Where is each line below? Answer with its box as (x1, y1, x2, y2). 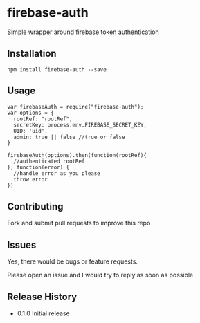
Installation (7, 48, 57, 59)
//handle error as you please (13, 169, 100, 177)
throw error (13, 176, 48, 183)
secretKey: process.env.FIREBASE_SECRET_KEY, (13, 121, 147, 129)
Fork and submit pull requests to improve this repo (7, 219, 151, 228)
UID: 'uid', (13, 127, 48, 134)
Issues (7, 239, 37, 250)
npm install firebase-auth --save (7, 66, 107, 73)
